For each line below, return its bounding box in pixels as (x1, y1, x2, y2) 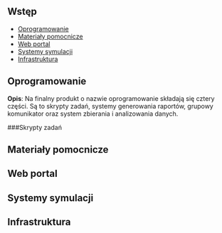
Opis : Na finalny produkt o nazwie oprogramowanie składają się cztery (7, 94, 215, 102)
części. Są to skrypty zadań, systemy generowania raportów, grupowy (7, 102, 213, 110)
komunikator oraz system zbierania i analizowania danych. (7, 109, 179, 118)
